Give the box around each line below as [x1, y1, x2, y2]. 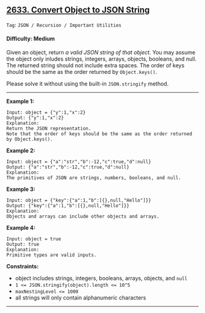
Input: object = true [6, 236, 62, 242]
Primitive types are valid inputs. [6, 252, 97, 259]
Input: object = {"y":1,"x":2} [6, 109, 86, 116]
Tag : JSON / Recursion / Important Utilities [6, 21, 122, 28]
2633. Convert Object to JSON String [6, 5, 150, 15]
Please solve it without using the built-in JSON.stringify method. [6, 80, 169, 87]
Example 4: [6, 224, 35, 232]
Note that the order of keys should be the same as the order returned [6, 131, 192, 137]
